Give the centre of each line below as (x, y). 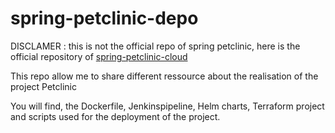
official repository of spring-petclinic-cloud (99, 56)
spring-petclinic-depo (104, 18)
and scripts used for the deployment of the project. (115, 116)
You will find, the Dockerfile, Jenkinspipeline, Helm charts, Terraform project (167, 106)
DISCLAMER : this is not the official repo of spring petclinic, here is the (155, 46)
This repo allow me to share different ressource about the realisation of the (164, 76)
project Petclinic (43, 86)
